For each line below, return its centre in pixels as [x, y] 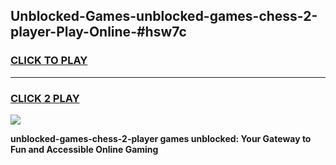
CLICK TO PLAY [49, 61]
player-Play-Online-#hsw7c [98, 32]
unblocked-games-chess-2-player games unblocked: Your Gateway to [161, 138]
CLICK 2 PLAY [45, 98]
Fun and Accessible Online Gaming [84, 149]
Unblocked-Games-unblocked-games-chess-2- [164, 16]
